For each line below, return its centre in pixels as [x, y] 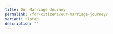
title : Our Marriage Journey [35, 10]
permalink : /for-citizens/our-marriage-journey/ [57, 14]
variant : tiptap [22, 19]
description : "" [22, 24]
